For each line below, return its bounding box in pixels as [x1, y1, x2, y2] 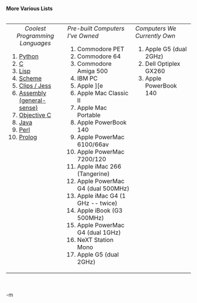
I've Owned [67, 32, 99, 40]
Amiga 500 [77, 67, 108, 75]
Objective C [19, 111, 52, 119]
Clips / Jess [19, 82, 52, 90]
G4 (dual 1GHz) [77, 228, 121, 237]
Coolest [24, 25, 46, 32]
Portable [77, 111, 101, 119]
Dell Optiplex [145, 60, 181, 68]
